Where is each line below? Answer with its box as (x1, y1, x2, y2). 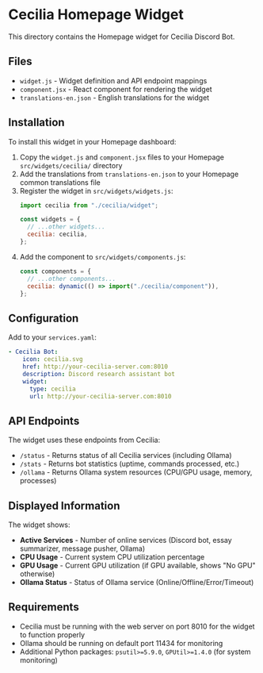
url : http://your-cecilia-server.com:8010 (29, 392, 172, 400)
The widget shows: (8, 520, 71, 529)
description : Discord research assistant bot (22, 370, 176, 378)
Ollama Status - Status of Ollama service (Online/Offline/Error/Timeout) (19, 578, 254, 586)
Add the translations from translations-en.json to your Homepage (19, 169, 239, 179)
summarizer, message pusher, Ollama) (19, 544, 146, 553)
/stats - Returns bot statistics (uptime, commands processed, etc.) (19, 459, 240, 469)
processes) (19, 476, 57, 486)
